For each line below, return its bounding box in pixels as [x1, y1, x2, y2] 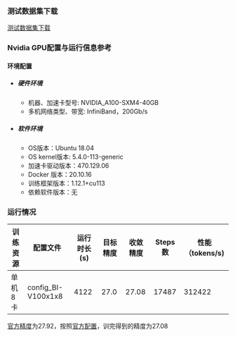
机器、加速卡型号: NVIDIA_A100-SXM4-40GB [27, 98, 159, 106]
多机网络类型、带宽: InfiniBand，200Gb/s [27, 107, 148, 116]
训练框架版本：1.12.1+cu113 [27, 178, 105, 188]
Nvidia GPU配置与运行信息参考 [7, 43, 112, 53]
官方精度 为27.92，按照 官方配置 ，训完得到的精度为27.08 [7, 322, 169, 331]
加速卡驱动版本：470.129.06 [27, 161, 110, 170]
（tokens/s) [184, 248, 225, 258]
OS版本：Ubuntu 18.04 [27, 143, 95, 152]
